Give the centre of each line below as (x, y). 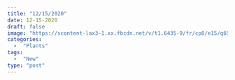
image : (17, 33)
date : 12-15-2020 (33, 20)
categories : (24, 40)
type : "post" (26, 65)
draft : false (26, 26)
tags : (15, 53)
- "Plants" (31, 46)
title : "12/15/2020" (37, 14)
